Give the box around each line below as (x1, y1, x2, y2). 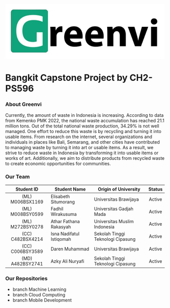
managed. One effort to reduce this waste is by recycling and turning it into (5, 128, 162, 134)
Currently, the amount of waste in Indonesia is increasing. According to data (5, 112, 164, 118)
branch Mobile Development (12, 297, 72, 303)
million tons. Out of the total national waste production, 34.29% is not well (5, 123, 159, 129)
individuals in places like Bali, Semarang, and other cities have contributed (5, 139, 160, 145)
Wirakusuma (50, 211, 77, 217)
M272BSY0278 (10, 224, 44, 230)
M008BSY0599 (10, 211, 44, 217)
